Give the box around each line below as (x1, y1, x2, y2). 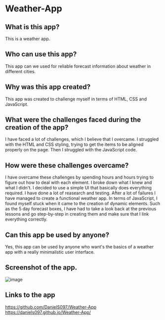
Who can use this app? (5, 50, 77, 58)
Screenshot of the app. (5, 263, 78, 272)
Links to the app (5, 291, 55, 299)
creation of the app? (5, 123, 69, 132)
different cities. (5, 68, 36, 74)
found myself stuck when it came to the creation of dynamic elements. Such (5, 201, 161, 207)
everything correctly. (5, 216, 48, 223)
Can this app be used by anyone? (5, 230, 110, 239)
